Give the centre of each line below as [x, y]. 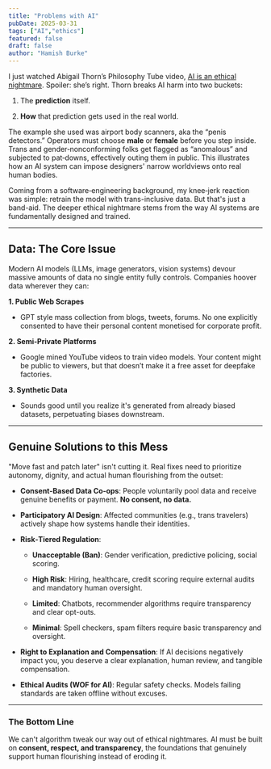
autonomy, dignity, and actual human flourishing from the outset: [116, 475]
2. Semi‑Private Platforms [52, 341]
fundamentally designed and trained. [69, 216]
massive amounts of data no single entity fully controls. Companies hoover [132, 277]
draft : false [30, 46]
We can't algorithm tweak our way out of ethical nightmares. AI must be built [135, 739]
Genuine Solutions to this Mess [88, 447]
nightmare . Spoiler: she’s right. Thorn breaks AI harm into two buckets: [126, 85]
